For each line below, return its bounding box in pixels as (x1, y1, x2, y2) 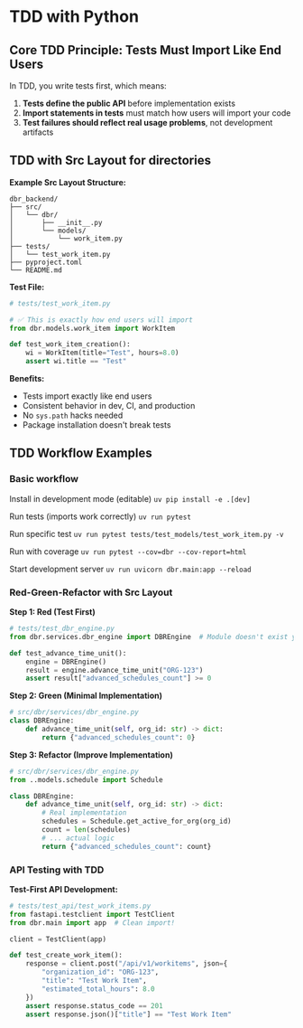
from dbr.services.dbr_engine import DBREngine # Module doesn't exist (9, 632, 289, 641)
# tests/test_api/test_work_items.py (9, 901, 151, 910)
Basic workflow (9, 473, 79, 486)
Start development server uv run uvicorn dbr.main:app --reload (9, 563, 252, 574)
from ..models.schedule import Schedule (9, 775, 164, 784)
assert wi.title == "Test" (25, 357, 127, 366)
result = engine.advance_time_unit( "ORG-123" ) (25, 665, 204, 674)
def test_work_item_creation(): (9, 340, 131, 349)
